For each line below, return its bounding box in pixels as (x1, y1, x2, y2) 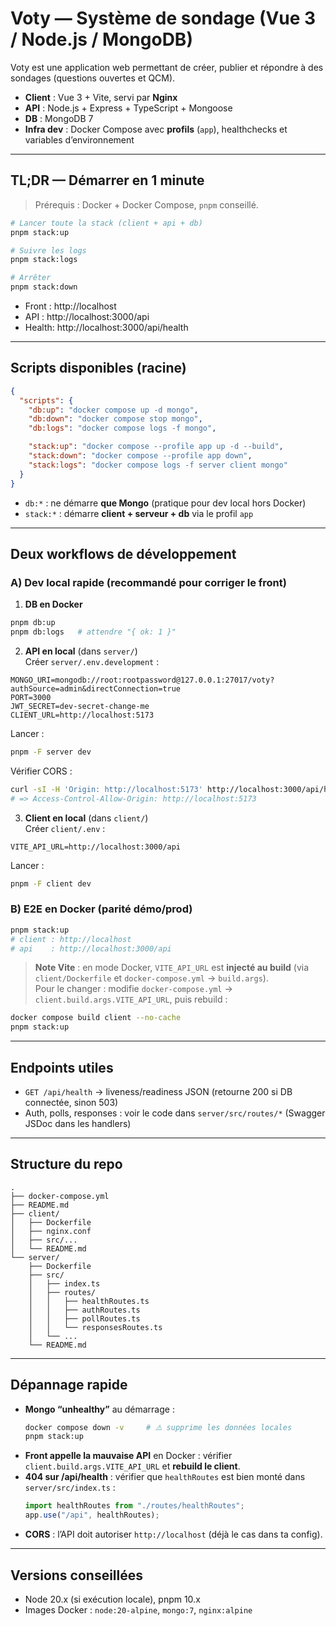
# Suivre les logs (10, 245, 87, 256)
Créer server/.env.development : (24, 656, 160, 667)
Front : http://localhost (24, 300, 117, 312)
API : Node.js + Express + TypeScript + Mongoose (24, 102, 233, 114)
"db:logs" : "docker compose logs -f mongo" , (28, 423, 217, 434)
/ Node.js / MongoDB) (10, 28, 193, 51)
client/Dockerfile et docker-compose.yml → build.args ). (34, 972, 269, 984)
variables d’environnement (24, 133, 135, 146)
